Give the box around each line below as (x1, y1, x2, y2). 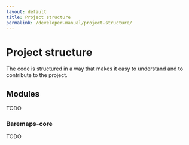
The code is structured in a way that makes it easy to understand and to (6, 65, 184, 72)
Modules (6, 89, 40, 99)
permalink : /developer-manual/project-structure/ (6, 20, 133, 26)
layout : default (6, 8, 47, 15)
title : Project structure (6, 14, 71, 20)
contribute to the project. (6, 72, 68, 79)
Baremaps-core (6, 120, 53, 128)
